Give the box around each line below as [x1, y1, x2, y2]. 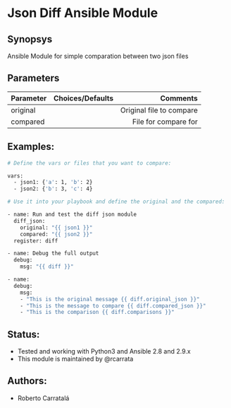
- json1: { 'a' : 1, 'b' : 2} [13, 179, 93, 186]
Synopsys [7, 33, 53, 45]
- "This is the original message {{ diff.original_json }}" [20, 296, 200, 303]
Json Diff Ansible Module [7, 5, 158, 21]
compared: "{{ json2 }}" [20, 231, 93, 238]
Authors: [7, 375, 47, 387]
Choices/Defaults [53, 93, 114, 103]
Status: [7, 328, 40, 340]
